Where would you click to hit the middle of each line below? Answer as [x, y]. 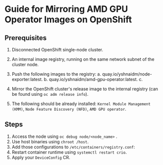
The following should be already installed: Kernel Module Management [81, 104]
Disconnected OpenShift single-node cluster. [57, 50]
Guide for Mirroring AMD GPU [66, 9]
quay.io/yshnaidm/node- [127, 74]
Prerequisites [26, 38]
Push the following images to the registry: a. [56, 74]
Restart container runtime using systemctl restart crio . [69, 152]
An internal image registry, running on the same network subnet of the [83, 59]
